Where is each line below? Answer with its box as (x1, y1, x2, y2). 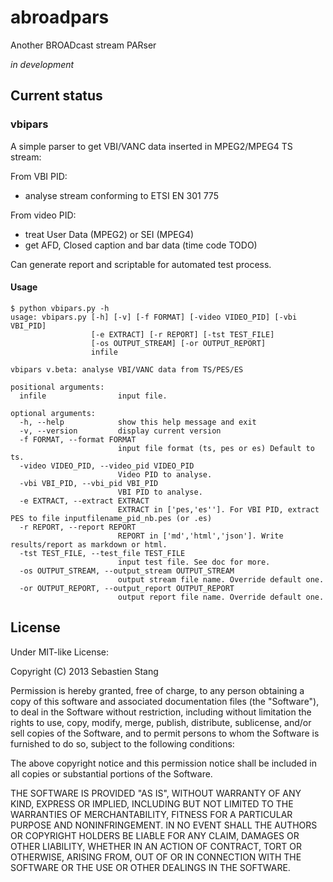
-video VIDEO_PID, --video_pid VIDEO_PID (19, 461, 195, 471)
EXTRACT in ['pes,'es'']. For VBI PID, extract (117, 504, 320, 515)
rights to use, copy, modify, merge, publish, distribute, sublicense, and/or (10, 716, 312, 728)
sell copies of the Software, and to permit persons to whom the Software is (10, 727, 320, 739)
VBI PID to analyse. (117, 487, 203, 497)
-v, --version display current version (19, 426, 222, 436)
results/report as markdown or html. (10, 539, 168, 550)
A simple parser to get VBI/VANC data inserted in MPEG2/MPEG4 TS (10, 140, 293, 152)
